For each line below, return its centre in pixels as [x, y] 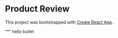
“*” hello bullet [20, 31]
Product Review [37, 9]
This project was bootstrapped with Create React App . [59, 22]
